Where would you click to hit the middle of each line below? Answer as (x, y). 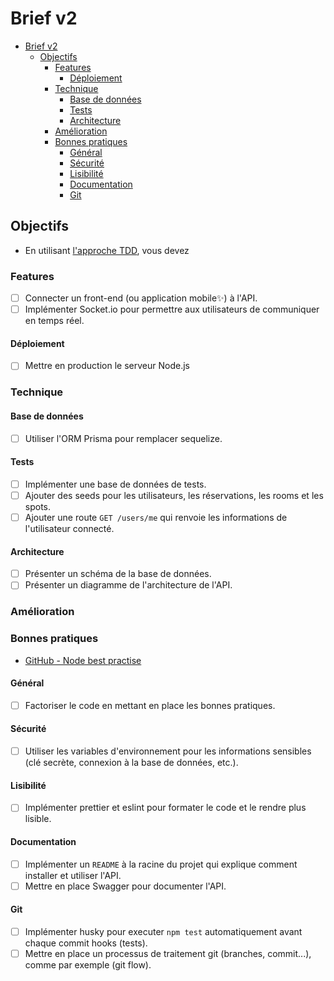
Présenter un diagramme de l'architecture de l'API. (128, 585)
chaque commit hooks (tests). (86, 943)
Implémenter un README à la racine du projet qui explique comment (161, 864)
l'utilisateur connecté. (69, 529)
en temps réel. (54, 321)
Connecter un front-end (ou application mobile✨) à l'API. (141, 298)
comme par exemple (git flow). (88, 965)
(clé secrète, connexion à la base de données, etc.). (131, 763)
